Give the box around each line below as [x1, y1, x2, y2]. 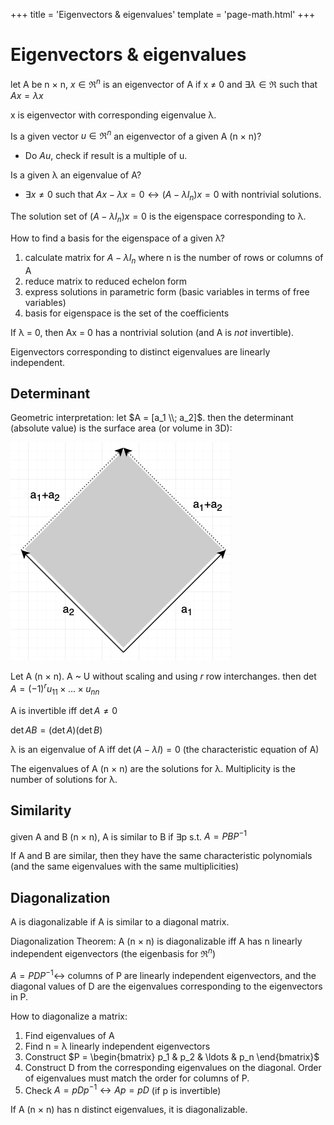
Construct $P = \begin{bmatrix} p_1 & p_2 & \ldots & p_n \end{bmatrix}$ [24, 1050, 320, 1063]
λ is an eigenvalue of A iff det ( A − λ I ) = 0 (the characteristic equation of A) [10, 743, 320, 755]
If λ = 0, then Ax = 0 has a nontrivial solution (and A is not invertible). [10, 326, 295, 338]
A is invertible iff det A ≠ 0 [10, 704, 118, 716]
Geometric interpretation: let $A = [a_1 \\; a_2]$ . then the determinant [10, 412, 294, 424]
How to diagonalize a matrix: [10, 1010, 128, 1022]
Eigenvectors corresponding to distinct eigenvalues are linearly [10, 345, 271, 358]
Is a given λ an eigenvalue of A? [10, 169, 142, 181]
